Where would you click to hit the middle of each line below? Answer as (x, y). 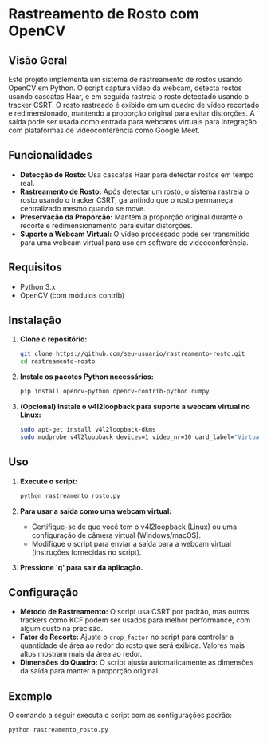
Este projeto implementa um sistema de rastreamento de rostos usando (126, 79)
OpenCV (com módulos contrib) (72, 295)
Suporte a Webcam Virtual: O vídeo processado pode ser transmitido (135, 234)
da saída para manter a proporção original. (90, 671)
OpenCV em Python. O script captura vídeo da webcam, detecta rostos (125, 88)
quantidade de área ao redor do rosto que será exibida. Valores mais (132, 645)
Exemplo (30, 696)
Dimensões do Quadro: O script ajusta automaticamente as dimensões (137, 662)
